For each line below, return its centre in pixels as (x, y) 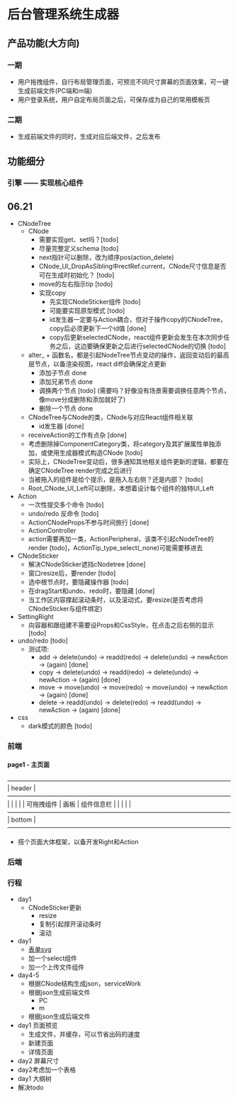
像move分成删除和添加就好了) (82, 399)
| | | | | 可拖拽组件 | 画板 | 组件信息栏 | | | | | (69, 804)
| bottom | (22, 820)
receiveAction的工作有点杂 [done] (78, 435)
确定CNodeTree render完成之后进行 (80, 470)
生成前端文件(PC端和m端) (55, 90)
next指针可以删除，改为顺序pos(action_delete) (107, 257)
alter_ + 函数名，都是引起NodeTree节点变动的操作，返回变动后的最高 (129, 355)
